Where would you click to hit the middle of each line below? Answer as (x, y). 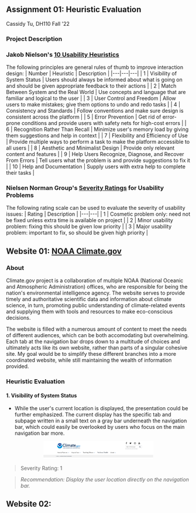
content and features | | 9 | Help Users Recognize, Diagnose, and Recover (95, 154)
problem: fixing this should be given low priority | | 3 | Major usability (89, 227)
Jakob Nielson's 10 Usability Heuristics (63, 54)
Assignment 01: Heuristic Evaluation (74, 10)
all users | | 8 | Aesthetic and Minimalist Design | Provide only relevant (90, 148)
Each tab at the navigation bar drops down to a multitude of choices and (93, 342)
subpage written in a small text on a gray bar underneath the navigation (101, 421)
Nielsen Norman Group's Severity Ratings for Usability (85, 188)
